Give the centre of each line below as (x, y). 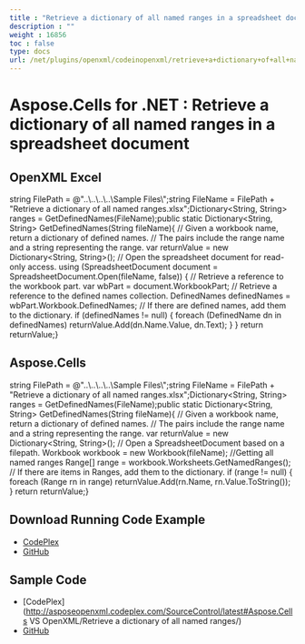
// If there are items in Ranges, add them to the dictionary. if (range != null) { (151, 472)
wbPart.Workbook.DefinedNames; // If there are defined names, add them (148, 305)
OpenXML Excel (55, 177)
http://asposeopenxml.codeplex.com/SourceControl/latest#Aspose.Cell (159, 611)
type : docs (30, 52)
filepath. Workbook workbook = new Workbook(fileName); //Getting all (142, 452)
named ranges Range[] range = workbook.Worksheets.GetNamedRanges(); (150, 462)
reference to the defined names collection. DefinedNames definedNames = (150, 296)
